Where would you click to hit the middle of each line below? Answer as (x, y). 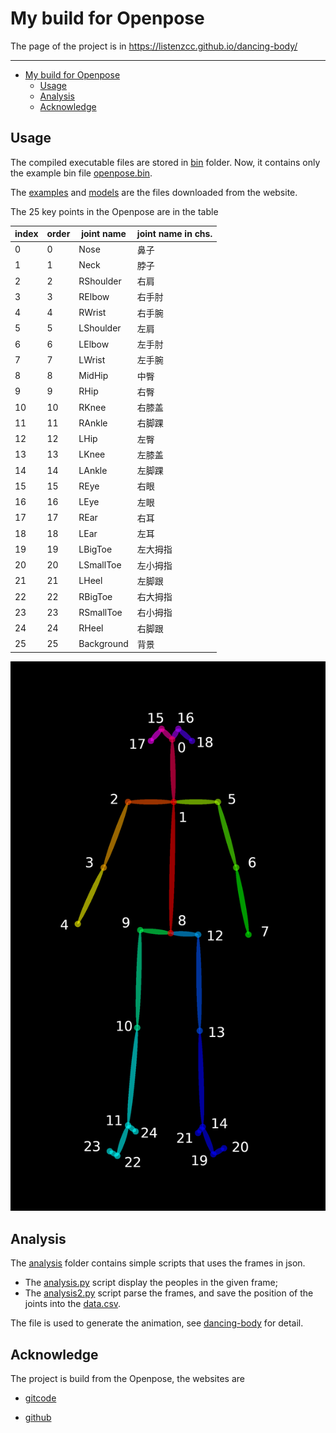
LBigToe (95, 549)
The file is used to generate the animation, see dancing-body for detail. (157, 1323)
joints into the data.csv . (73, 1304)
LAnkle (93, 470)
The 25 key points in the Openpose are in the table (114, 211)
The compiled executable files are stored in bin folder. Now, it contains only (165, 162)
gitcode (40, 1398)
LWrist (92, 359)
